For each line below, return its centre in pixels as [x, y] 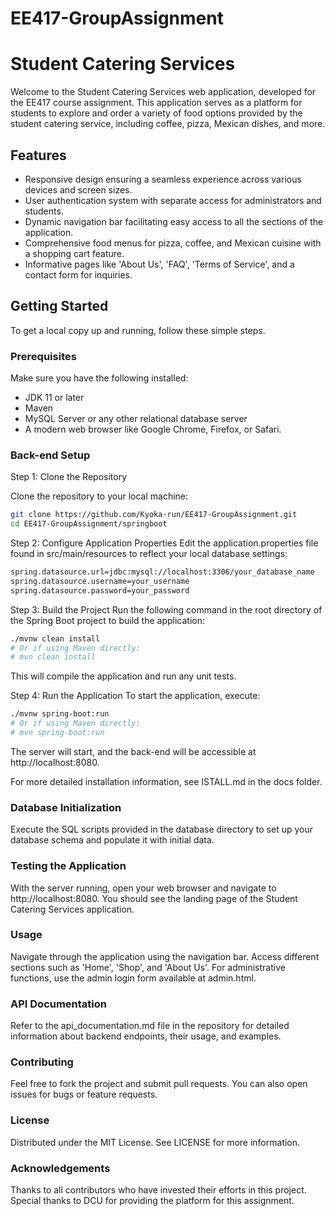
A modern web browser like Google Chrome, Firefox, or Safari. [153, 429]
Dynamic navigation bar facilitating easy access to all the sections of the [174, 221]
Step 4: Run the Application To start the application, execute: [135, 696]
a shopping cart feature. [74, 253]
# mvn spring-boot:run [57, 733]
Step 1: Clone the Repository [69, 477]
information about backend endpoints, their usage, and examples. [146, 1036]
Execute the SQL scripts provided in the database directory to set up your [162, 829]
